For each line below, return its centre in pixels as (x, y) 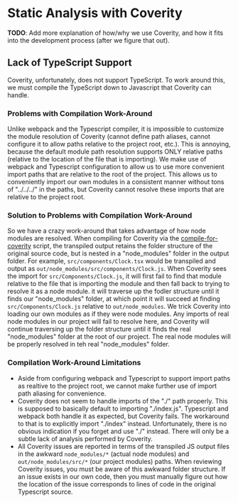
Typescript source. (45, 492)
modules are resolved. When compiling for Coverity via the (93, 238)
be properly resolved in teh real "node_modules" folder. (89, 344)
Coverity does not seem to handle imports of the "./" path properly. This (123, 401)
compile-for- (199, 238)
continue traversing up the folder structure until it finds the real (99, 329)
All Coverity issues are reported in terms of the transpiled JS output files (123, 446)
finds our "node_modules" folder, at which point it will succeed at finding (114, 299)
